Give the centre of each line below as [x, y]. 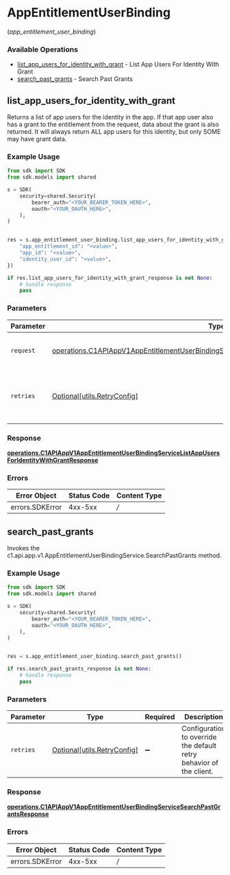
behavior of [200, 763]
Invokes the [23, 548]
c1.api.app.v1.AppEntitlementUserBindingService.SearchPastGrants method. [114, 556]
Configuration [203, 729]
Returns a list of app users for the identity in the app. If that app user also [110, 117]
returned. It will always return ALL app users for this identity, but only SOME [114, 132]
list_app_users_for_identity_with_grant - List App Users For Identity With [118, 65]
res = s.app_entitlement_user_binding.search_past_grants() [95, 657]
